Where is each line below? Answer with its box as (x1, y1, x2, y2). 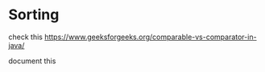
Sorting (8, 6, 60, 24)
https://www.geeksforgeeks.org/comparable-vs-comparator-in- (43, 32, 257, 42)
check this (8, 32, 43, 42)
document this (8, 56, 56, 66)
